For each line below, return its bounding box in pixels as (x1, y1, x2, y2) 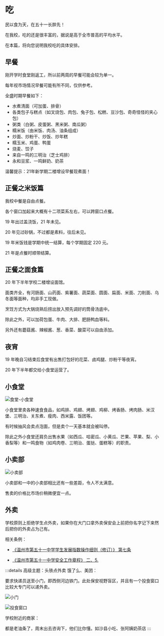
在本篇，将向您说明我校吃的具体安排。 (5, 42, 82, 48)
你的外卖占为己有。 (13, 526, 52, 531)
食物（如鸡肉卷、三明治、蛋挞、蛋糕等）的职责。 (35, 440, 133, 445)
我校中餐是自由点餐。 (5, 198, 48, 204)
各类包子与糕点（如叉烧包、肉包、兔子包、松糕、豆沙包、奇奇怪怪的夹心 (12, 109, 158, 115)
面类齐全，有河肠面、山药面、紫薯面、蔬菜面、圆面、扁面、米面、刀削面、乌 (5, 290, 159, 296)
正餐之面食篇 (5, 265, 44, 274)
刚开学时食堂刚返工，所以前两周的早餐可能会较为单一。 (5, 72, 116, 78)
